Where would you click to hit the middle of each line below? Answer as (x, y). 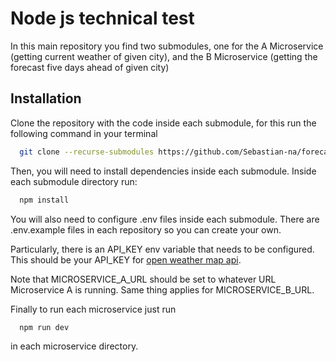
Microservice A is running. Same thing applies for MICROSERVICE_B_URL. (162, 289)
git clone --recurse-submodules (87, 152)
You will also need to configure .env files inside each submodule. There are (165, 219)
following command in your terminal (84, 133)
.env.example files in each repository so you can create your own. (146, 229)
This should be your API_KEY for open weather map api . (126, 259)
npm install (44, 200)
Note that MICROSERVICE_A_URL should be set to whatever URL (143, 279)
